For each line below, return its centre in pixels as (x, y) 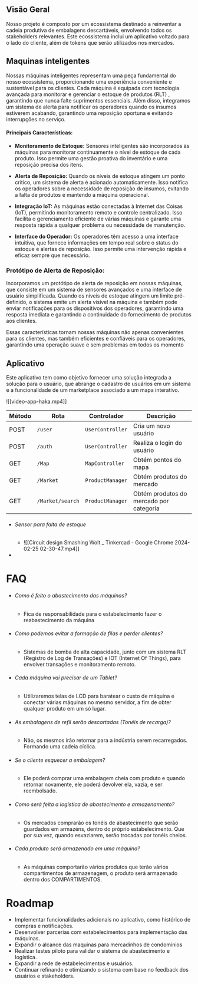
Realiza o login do (158, 443)
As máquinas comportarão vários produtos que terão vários (96, 867)
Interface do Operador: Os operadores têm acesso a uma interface (96, 236)
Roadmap (30, 903)
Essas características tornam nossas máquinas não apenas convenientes (95, 332)
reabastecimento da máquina (59, 620)
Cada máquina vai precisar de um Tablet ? (66, 678)
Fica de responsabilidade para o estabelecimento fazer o (93, 614)
